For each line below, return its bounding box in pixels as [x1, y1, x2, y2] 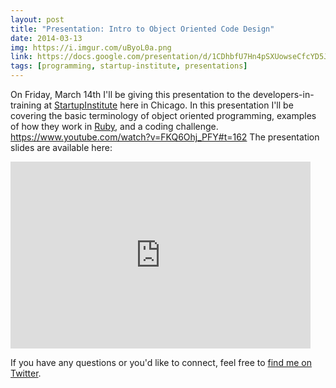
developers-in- [252, 89, 315, 100]
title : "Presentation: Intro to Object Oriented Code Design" [10, 24, 275, 34]
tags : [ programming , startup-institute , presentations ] [10, 61, 248, 71]
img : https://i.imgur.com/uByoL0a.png [10, 42, 172, 53]
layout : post [10, 14, 65, 25]
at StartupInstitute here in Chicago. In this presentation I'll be [43, 99, 294, 111]
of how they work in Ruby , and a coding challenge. [10, 121, 219, 132]
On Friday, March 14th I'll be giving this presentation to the [10, 89, 251, 100]
